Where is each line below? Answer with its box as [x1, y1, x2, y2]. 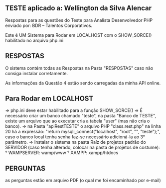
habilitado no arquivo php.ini [5, 37, 64, 43]
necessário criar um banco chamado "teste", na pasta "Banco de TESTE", [5, 113, 156, 119]
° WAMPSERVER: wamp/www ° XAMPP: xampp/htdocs [5, 150, 119, 156]
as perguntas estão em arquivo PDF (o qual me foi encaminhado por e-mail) [5, 178, 161, 184]
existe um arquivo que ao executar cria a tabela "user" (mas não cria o [5, 118, 150, 124]
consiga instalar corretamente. [5, 70, 68, 76]
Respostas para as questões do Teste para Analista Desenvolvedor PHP [5, 17, 153, 23]
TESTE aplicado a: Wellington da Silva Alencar [5, 4, 152, 12]
